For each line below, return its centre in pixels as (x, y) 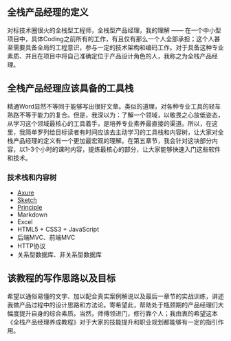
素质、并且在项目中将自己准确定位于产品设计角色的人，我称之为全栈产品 (109, 56)
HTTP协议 (31, 245)
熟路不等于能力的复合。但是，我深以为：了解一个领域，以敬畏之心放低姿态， (115, 115)
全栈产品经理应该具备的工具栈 (70, 88)
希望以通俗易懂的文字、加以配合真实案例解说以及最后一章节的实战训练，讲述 (115, 296)
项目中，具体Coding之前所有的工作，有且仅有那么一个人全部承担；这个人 (111, 38)
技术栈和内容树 (32, 177)
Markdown (32, 214)
